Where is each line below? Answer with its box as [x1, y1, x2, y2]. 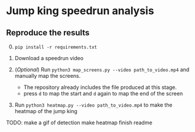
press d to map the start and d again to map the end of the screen [23, 90, 183, 97]
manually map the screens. [14, 72, 81, 79]
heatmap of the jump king [14, 108, 78, 114]
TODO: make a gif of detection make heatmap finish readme [6, 119, 152, 126]
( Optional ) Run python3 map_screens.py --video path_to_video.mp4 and [14, 66, 190, 73]
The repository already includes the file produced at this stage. [23, 84, 177, 91]
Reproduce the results [6, 28, 90, 38]
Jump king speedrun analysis [6, 4, 155, 18]
